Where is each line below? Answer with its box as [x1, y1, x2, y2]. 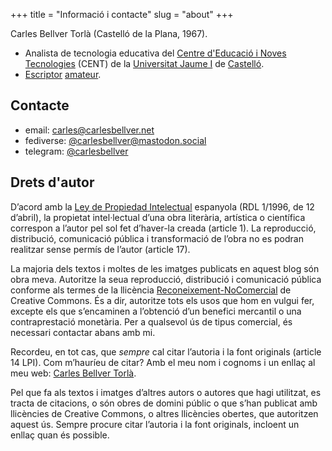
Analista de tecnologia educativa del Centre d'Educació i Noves [24, 47, 287, 59]
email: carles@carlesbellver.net [24, 124, 155, 136]
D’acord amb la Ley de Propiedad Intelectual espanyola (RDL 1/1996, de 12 [10, 200, 315, 213]
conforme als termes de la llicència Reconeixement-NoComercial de [10, 284, 292, 296]
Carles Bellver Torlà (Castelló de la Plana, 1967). [10, 28, 208, 39]
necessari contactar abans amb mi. [10, 326, 156, 338]
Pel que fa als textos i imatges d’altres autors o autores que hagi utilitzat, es [10, 386, 322, 398]
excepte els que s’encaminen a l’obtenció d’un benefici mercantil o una [10, 305, 302, 317]
